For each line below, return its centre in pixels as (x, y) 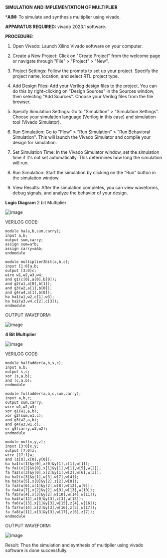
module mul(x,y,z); (25, 442)
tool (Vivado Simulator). (37, 122)
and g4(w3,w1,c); (23, 424)
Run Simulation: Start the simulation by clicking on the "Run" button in (84, 173)
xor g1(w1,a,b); (22, 411)
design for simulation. (35, 143)
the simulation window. (36, 178)
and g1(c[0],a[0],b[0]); (31, 280)
